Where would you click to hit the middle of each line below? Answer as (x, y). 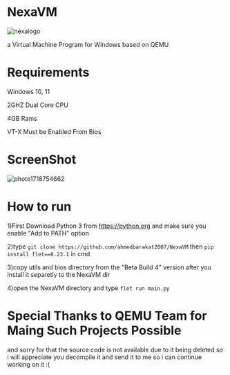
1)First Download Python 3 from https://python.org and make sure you (107, 226)
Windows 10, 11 (29, 91)
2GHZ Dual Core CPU (38, 105)
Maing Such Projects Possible (94, 330)
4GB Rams (22, 118)
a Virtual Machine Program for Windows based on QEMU (88, 44)
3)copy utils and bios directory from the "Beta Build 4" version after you (109, 267)
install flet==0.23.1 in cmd (49, 253)
